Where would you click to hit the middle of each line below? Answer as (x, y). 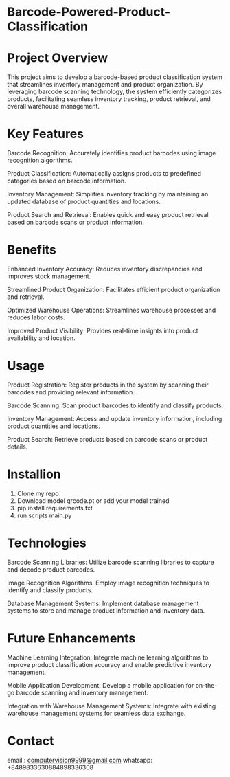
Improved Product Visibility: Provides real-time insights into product (103, 331)
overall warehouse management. (54, 106)
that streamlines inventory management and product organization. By (105, 85)
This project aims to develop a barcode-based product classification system (115, 77)
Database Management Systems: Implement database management (103, 603)
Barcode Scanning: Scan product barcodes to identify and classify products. (115, 405)
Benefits (32, 250)
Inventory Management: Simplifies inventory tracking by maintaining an (108, 194)
